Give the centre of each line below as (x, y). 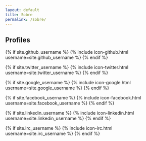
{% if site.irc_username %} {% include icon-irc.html (59, 128)
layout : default (22, 10)
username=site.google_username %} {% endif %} (57, 88)
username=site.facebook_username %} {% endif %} (60, 103)
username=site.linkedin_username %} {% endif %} (58, 118)
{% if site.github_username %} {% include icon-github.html (67, 52)
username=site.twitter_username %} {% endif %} (57, 73)
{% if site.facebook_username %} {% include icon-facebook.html (73, 98)
